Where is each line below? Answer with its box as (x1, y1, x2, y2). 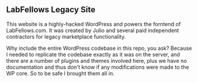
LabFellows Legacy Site (6, 5, 95, 15)
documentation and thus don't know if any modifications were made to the (6, 63, 190, 71)
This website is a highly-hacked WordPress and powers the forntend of (6, 20, 181, 27)
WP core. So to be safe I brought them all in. (6, 69, 115, 76)
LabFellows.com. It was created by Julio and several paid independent (6, 27, 180, 34)
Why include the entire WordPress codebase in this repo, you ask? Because (6, 44, 193, 52)
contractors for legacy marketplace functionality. (6, 33, 126, 40)
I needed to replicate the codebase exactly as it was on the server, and (6, 50, 180, 58)
